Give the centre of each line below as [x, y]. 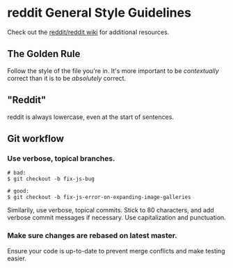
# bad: [17, 173]
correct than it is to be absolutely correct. [67, 78]
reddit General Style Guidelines [99, 13]
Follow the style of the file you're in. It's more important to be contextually [113, 70]
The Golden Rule [44, 54]
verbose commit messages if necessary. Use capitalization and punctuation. [116, 218]
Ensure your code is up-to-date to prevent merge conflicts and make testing [116, 251]
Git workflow [36, 138]
